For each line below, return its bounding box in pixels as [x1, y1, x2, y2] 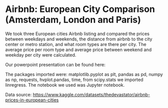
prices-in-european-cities [5, 96, 59, 103]
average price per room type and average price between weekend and [5, 46, 152, 52]
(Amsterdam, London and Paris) [5, 14, 141, 25]
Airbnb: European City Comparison [5, 3, 155, 15]
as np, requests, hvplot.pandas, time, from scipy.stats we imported [5, 76, 143, 82]
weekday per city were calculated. [5, 51, 76, 58]
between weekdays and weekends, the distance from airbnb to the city [5, 36, 152, 42]
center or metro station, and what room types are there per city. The [5, 41, 147, 47]
